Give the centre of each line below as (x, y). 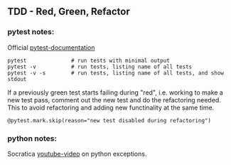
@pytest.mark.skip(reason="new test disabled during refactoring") (109, 120)
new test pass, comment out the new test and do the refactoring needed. (114, 100)
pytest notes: (31, 32)
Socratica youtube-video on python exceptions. (77, 154)
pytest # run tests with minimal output (89, 60)
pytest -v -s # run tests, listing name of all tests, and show (116, 73)
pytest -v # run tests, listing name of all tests (100, 67)
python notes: (32, 138)
